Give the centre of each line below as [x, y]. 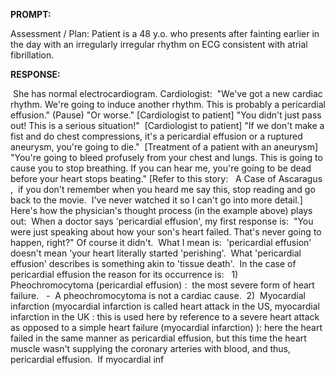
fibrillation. [32, 55]
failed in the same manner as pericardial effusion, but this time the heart [158, 338]
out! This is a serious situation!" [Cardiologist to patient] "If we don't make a [167, 125]
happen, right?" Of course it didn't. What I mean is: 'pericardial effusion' [161, 242]
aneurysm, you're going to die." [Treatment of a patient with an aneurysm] [164, 147]
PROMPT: [31, 14]
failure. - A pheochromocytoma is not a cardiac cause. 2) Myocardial [158, 295]
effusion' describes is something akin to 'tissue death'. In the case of [153, 263]
